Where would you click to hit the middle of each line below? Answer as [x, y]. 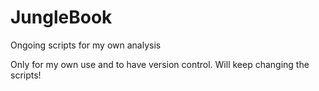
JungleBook [61, 17]
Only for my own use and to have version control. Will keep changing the [160, 64]
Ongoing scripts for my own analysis [86, 45]
